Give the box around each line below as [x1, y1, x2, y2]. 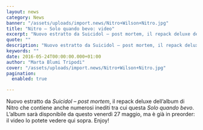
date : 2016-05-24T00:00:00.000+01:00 [6, 54, 101, 60]
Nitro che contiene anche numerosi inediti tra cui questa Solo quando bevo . [6, 104, 195, 111]
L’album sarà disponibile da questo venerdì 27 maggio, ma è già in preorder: [6, 111, 195, 118]
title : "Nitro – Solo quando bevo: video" [6, 25, 115, 32]
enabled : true [11, 76, 47, 82]
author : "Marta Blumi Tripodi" [6, 59, 85, 65]
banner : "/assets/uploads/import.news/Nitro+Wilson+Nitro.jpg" [6, 20, 169, 26]
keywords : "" [6, 48, 39, 54]
